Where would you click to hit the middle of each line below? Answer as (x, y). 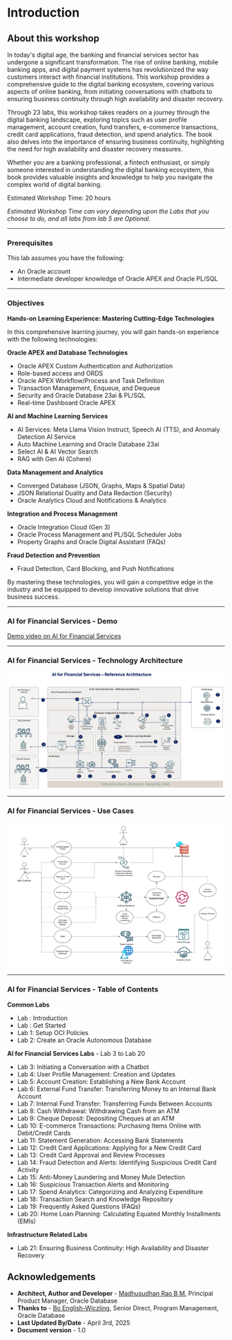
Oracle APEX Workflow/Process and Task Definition (90, 380)
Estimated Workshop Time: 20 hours (59, 198)
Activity (28, 1169)
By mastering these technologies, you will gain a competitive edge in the (110, 581)
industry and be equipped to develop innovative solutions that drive (103, 589)
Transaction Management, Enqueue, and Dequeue (89, 388)
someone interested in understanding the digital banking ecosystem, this (111, 170)
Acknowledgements (51, 1277)
